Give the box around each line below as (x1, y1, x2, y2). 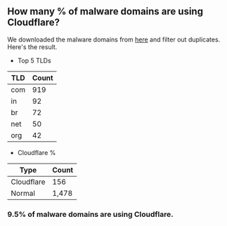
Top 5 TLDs (17, 56, 51, 65)
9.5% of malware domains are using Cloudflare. (7, 209, 174, 219)
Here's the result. (7, 42, 58, 51)
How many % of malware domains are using (7, 6, 204, 18)
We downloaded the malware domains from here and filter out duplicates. (7, 35, 221, 44)
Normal (11, 188, 35, 198)
